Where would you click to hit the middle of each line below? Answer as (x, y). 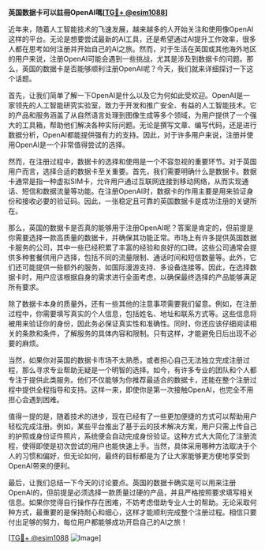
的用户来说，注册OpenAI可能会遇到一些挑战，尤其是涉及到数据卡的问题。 (127, 59)
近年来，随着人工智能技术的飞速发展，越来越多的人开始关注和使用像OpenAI (131, 29)
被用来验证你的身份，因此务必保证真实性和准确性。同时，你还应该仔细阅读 (129, 324)
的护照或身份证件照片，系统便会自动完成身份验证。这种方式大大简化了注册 (129, 436)
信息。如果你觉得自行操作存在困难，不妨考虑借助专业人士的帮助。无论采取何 (132, 502)
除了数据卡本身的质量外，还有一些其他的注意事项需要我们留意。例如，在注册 (132, 304)
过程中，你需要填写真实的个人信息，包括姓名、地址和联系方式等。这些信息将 (132, 314)
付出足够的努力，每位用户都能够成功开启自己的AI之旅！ (98, 522)
